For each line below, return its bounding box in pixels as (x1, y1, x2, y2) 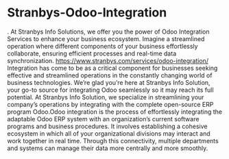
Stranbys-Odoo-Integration (7, 5, 167, 21)
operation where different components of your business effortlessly (7, 42, 198, 50)
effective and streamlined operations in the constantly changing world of (7, 71, 213, 79)
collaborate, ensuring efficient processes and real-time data (7, 49, 177, 58)
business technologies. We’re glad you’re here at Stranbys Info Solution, (7, 78, 210, 86)
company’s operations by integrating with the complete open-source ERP (7, 100, 214, 108)
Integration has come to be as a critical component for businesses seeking (7, 64, 218, 72)
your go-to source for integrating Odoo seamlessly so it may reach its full (7, 86, 214, 94)
